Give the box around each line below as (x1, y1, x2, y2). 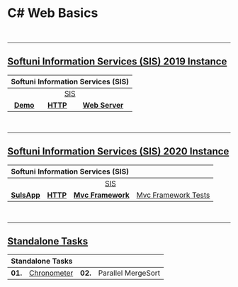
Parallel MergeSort (98, 268, 161, 278)
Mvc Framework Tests (136, 190, 210, 200)
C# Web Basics (7, 5, 98, 21)
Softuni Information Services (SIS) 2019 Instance (7, 55, 227, 68)
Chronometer (28, 268, 74, 278)
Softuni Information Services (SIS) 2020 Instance (7, 145, 229, 157)
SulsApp (11, 190, 40, 200)
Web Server (82, 100, 124, 110)
